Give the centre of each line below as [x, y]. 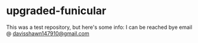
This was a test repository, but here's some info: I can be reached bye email [99, 27]
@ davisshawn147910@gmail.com [48, 33]
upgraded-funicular [56, 11]
